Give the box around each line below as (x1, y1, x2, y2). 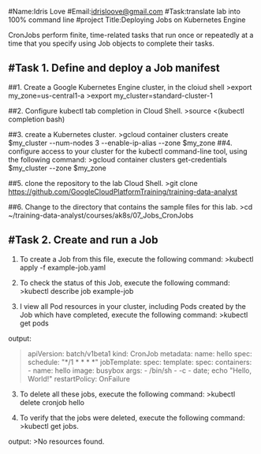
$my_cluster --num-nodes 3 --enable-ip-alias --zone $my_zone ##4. (8, 138, 233, 147)
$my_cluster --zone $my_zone (8, 163, 106, 173)
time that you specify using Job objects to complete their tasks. (8, 39, 215, 48)
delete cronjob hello (19, 397, 85, 407)
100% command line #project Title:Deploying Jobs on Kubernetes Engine (8, 15, 246, 24)
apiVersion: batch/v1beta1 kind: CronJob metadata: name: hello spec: (27, 348, 252, 358)
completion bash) (8, 114, 65, 124)
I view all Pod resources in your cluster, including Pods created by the (19, 301, 246, 311)
